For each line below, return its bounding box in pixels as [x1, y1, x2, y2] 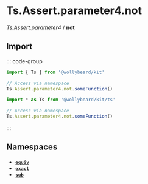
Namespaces [6, 142, 58, 152]
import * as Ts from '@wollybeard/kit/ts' [6, 97, 116, 103]
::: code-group [6, 57, 43, 64]
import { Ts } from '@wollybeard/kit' [6, 69, 105, 75]
